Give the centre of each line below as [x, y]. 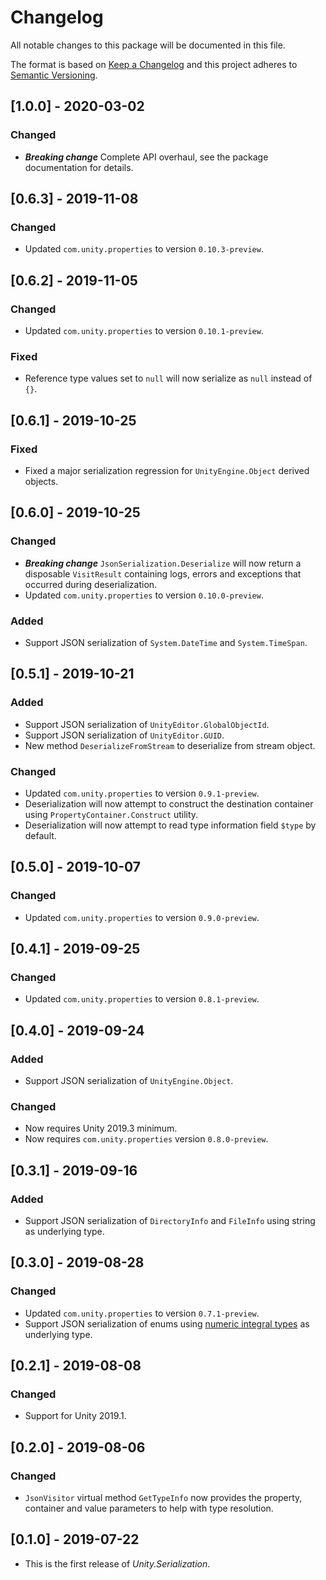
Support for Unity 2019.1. [75, 1416]
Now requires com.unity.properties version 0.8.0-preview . [146, 1139]
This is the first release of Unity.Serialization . [117, 1563]
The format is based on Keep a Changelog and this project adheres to [154, 64]
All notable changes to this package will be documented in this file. [148, 45]
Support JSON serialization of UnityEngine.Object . [129, 1081]
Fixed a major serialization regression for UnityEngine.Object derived [167, 470]
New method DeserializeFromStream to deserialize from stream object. [170, 745]
